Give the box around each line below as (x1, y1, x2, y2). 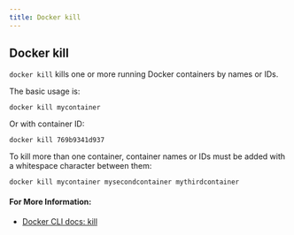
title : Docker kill (9, 12, 81, 22)
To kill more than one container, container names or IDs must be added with (9, 151, 286, 162)
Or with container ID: (9, 118, 85, 129)
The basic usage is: (9, 86, 81, 97)
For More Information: (9, 196, 92, 208)
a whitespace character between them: (9, 161, 152, 171)
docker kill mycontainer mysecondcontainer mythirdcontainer (9, 178, 240, 186)
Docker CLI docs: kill (21, 216, 98, 226)
